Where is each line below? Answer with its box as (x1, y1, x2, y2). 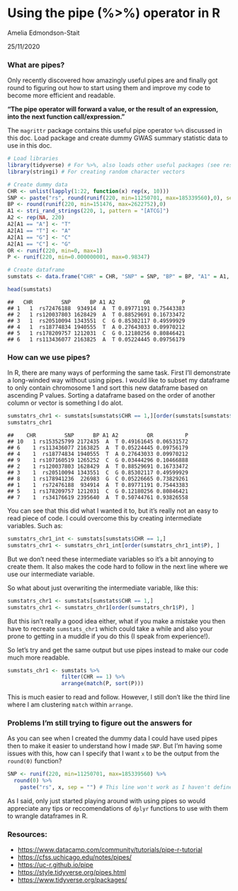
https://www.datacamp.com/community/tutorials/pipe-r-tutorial (17, 846, 203, 854)
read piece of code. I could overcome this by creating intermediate (7, 514, 202, 523)
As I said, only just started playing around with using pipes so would (7, 797, 205, 805)
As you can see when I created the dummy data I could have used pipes (7, 734, 218, 743)
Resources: (7, 829, 47, 839)
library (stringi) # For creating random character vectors (7, 168, 186, 175)
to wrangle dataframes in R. (7, 811, 89, 821)
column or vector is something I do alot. (7, 399, 123, 408)
